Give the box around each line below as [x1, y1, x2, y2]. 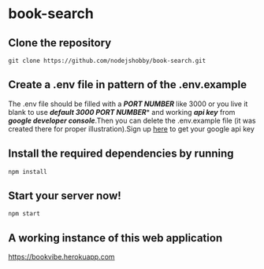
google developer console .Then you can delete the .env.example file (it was [8, 116, 256, 125]
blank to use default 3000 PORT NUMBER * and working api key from [8, 107, 236, 116]
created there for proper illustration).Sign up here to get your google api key [8, 123, 255, 134]
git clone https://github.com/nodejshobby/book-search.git [8, 57, 206, 64]
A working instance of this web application [8, 231, 223, 245]
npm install [8, 168, 47, 175]
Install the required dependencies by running [8, 147, 234, 160]
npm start [8, 210, 41, 218]
